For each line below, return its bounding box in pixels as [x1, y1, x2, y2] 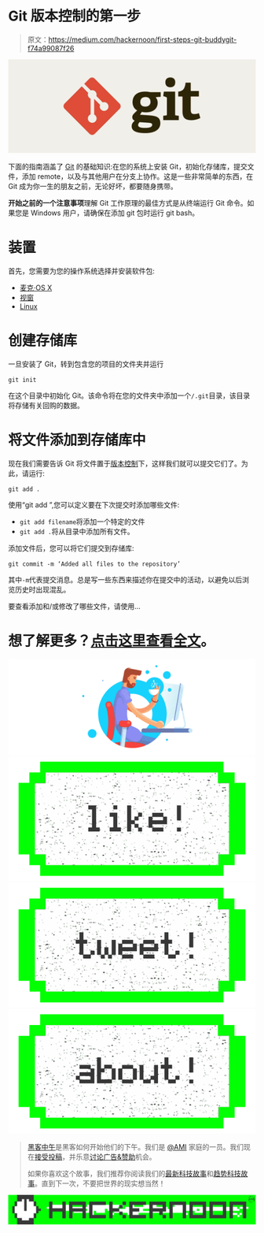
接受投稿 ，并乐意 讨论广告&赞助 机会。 [34, 1152, 156, 1162]
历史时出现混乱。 [14, 585, 71, 594]
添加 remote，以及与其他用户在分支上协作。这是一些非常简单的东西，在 [21, 171, 254, 181]
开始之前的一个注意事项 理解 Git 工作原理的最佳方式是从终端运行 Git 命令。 [8, 198, 247, 207]
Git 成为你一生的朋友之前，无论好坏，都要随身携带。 [8, 181, 178, 191]
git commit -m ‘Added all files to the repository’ [8, 560, 181, 568]
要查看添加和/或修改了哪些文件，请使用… [8, 601, 141, 611]
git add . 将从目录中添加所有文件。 [19, 526, 135, 536]
